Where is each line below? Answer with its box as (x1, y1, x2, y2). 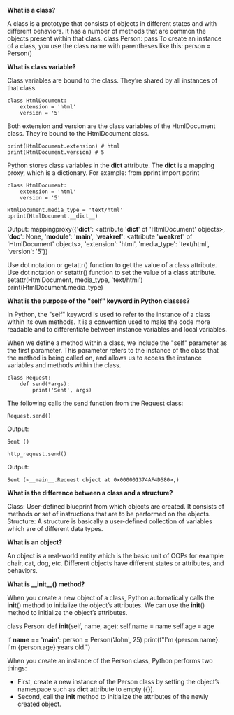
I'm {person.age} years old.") (7, 643, 91, 651)
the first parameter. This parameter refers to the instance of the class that (7, 346, 219, 354)
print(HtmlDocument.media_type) (7, 283, 103, 291)
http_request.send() (7, 451, 68, 458)
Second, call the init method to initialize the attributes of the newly (17, 693, 209, 700)
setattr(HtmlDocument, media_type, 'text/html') (7, 276, 143, 284)
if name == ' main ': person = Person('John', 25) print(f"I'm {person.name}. (7, 636, 220, 644)
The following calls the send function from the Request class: (7, 399, 184, 407)
